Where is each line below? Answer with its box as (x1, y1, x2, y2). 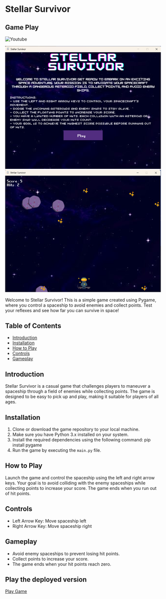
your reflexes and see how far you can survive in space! (5, 307, 120, 313)
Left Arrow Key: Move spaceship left (12, 518, 86, 524)
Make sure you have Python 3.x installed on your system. (12, 432, 129, 438)
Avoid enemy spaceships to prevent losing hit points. (12, 551, 120, 557)
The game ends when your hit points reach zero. (12, 561, 112, 567)
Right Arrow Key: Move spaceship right (12, 523, 92, 529)
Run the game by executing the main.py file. (12, 447, 101, 453)
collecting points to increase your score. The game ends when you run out (5, 485, 157, 491)
